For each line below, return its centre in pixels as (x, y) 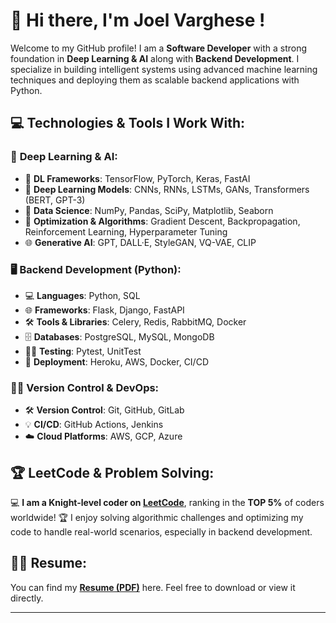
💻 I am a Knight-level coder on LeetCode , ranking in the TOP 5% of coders (167, 503)
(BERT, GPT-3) (55, 200)
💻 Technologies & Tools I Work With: (128, 123)
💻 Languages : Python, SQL (82, 295)
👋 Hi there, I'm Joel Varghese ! (138, 20)
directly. (27, 598)
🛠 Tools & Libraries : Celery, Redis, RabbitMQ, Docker (135, 321)
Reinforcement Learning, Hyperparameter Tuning (126, 231)
